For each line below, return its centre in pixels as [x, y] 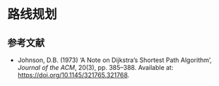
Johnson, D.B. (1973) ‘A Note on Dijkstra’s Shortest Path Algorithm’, [114, 60]
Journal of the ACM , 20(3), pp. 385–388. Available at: [95, 67]
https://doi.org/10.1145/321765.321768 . [73, 75]
